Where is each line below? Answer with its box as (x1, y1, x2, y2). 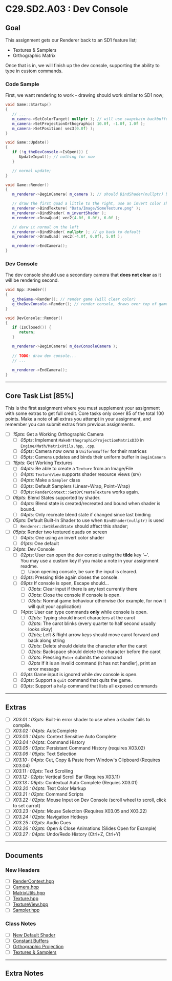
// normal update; (12, 168, 52, 173)
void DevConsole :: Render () (5, 316, 63, 321)
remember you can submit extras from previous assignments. (5, 421, 135, 428)
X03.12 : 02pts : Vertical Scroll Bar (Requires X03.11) (12, 774, 120, 780)
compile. (12, 722, 32, 728)
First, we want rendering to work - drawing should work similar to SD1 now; (5, 92, 164, 98)
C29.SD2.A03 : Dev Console (5, 3, 128, 15)
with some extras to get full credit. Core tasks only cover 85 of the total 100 (5, 410, 164, 416)
